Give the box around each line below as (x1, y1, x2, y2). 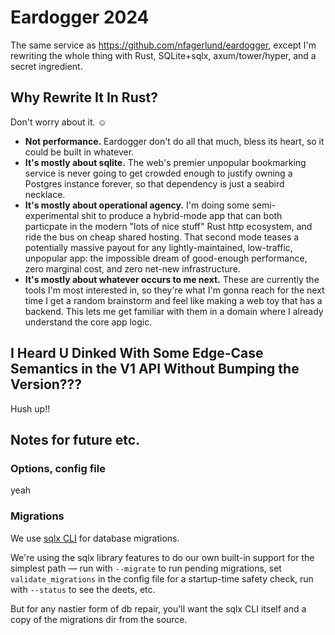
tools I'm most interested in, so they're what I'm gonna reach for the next (24, 284, 325, 296)
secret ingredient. (10, 60, 83, 72)
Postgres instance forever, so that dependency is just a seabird (24, 177, 285, 190)
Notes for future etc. (10, 431, 141, 448)
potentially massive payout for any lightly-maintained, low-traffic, (24, 241, 293, 253)
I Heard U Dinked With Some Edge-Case (10, 345, 264, 362)
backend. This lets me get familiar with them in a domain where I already (24, 305, 324, 317)
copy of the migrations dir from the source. (10, 613, 188, 625)
